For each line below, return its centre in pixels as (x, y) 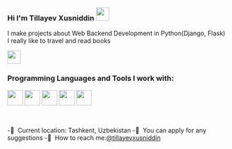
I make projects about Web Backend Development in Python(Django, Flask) (116, 33)
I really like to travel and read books (59, 41)
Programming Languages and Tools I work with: (91, 79)
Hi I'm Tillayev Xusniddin (51, 18)
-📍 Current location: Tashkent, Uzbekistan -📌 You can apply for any (107, 130)
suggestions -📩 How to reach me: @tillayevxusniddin (84, 138)
